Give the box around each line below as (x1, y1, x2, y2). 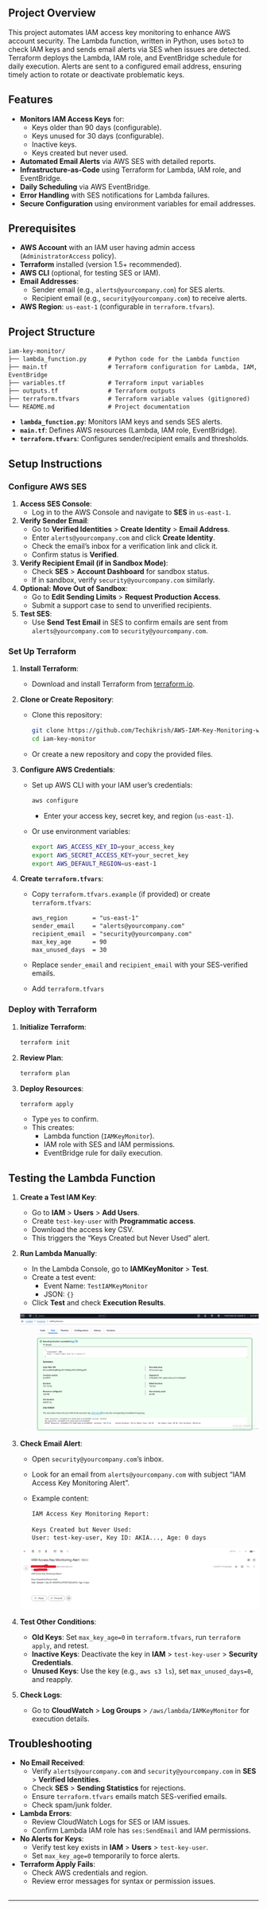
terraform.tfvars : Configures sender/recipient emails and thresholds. (19, 434, 249, 444)
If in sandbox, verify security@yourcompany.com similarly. (31, 575, 215, 585)
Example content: (31, 1493, 89, 1504)
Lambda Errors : (19, 1809, 72, 1818)
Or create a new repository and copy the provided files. (31, 749, 213, 759)
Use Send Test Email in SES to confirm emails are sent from (31, 617, 228, 627)
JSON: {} (43, 1289, 74, 1299)
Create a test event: (31, 1273, 97, 1282)
